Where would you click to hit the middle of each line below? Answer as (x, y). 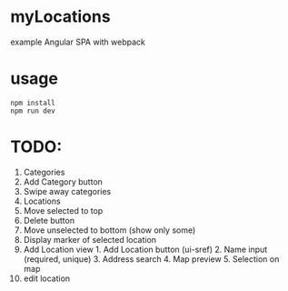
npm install (33, 103)
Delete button (49, 220)
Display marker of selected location (90, 239)
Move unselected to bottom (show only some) (109, 230)
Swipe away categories (67, 191)
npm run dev (33, 111)
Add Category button (63, 181)
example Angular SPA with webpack (78, 42)
